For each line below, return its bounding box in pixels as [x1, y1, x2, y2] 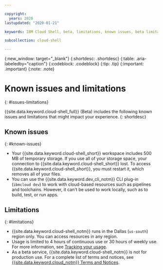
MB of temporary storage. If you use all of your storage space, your [11, 155, 147, 161]
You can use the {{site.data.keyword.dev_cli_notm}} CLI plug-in [11, 176, 139, 182]
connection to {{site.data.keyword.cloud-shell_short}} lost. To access [11, 160, 151, 166]
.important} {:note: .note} [4, 66, 54, 72]
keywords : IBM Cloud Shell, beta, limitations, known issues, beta [4, 29, 145, 34]
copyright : [4, 11, 27, 16]
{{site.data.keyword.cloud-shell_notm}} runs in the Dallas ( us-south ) [11, 228, 148, 234]
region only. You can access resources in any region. [11, 233, 118, 239]
